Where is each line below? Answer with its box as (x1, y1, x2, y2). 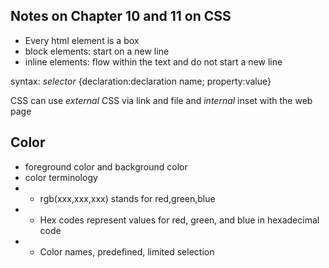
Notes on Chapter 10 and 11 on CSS (10, 8, 232, 25)
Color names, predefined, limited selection (39, 245, 215, 258)
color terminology (24, 171, 98, 183)
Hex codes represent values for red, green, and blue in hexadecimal (39, 214, 320, 226)
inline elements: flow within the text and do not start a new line (24, 55, 283, 68)
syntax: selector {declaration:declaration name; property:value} (10, 75, 272, 87)
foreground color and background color (24, 160, 188, 173)
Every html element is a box (24, 34, 140, 46)
